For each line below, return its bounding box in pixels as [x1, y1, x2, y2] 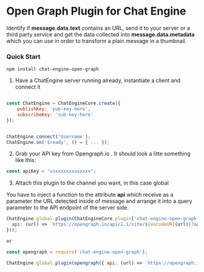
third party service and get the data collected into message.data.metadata [6, 30, 195, 38]
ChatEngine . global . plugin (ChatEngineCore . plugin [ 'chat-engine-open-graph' [6, 216, 200, 222]
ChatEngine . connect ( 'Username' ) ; [6, 134, 91, 140]
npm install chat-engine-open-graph [6, 66, 99, 72]
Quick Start [6, 52, 41, 61]
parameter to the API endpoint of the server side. [6, 204, 129, 211]
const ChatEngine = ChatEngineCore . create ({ [6, 100, 121, 107]
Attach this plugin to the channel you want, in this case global [15, 179, 169, 186]
